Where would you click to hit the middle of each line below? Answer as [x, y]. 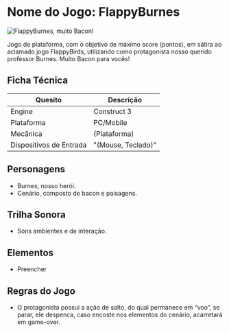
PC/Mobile [110, 122]
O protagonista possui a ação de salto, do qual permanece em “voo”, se [118, 307]
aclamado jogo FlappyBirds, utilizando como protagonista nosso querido [110, 51]
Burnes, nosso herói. [46, 185]
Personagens [36, 169]
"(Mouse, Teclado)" [125, 145]
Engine [22, 111]
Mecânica [26, 133]
